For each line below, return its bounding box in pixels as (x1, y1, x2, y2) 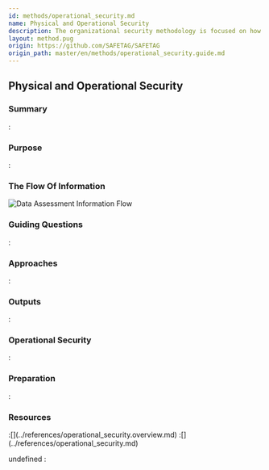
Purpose (8, 142, 43, 153)
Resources (8, 411, 52, 422)
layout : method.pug (8, 34, 74, 43)
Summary (8, 103, 48, 115)
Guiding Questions (8, 219, 83, 230)
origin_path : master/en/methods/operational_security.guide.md (8, 49, 226, 57)
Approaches (8, 258, 58, 269)
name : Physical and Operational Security (8, 19, 150, 27)
